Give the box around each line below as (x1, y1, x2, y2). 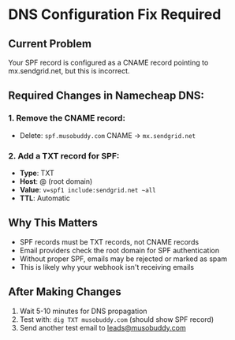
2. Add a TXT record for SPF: (8, 150, 120, 161)
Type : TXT (19, 168, 54, 177)
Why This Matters (8, 216, 99, 230)
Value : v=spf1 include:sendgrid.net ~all (19, 185, 156, 194)
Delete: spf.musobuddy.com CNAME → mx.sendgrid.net (19, 130, 196, 140)
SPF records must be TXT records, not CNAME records (19, 237, 200, 246)
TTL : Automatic (19, 193, 71, 203)
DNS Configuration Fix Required (8, 6, 222, 24)
